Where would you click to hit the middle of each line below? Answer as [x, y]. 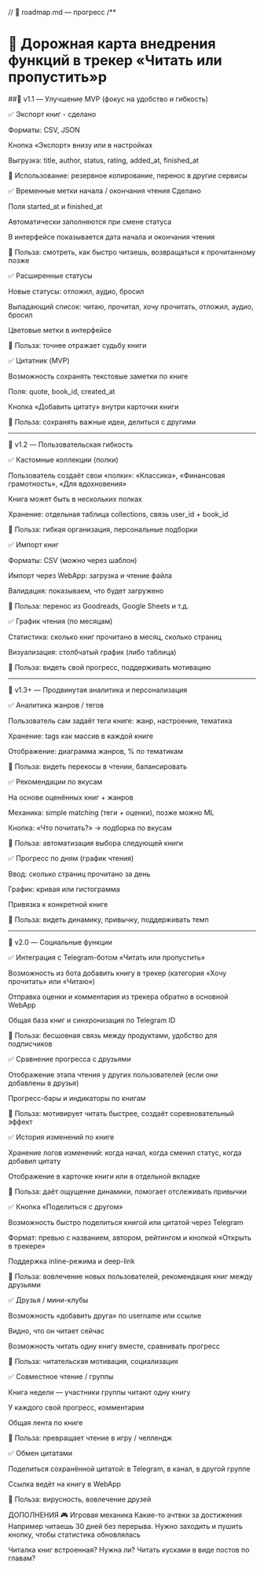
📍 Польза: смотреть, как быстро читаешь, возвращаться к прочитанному [132, 252]
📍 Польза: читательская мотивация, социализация [93, 1361]
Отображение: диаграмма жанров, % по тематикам [95, 751]
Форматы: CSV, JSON [44, 130]
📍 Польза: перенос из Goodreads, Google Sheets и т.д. [99, 605]
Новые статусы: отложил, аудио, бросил [76, 291]
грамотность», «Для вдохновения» [68, 484]
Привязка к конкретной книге [58, 904]
